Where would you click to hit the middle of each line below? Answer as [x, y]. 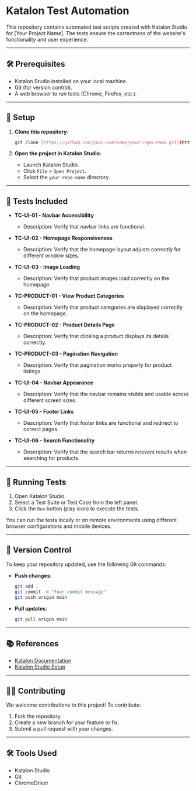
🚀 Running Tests [36, 482]
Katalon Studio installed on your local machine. [71, 81]
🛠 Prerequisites [36, 64]
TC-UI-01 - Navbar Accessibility [54, 216]
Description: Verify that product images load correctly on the [96, 278]
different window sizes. [51, 255]
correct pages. [41, 429]
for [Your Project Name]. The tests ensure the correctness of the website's [96, 33]
